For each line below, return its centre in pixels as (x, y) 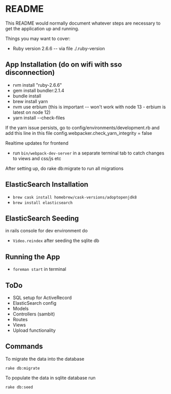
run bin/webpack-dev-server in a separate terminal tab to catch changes (89, 153)
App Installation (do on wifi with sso (64, 65)
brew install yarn (30, 101)
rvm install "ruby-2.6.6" (37, 85)
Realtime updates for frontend (37, 143)
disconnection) (30, 73)
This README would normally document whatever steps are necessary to (83, 23)
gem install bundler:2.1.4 (38, 90)
